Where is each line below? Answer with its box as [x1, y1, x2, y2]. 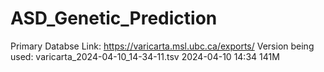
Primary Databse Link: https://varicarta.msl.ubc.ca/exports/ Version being [10, 40, 315, 52]
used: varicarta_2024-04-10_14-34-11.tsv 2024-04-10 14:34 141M [10, 50, 280, 62]
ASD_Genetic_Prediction [10, 7, 218, 30]
